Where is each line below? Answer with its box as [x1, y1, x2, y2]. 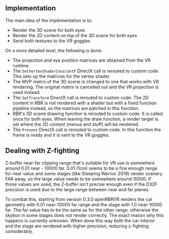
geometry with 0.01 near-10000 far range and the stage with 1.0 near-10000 [5, 201, 162, 207]
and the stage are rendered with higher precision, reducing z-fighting [5, 223, 149, 229]
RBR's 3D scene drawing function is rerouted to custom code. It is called [12, 110, 163, 116]
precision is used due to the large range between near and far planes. [5, 186, 150, 192]
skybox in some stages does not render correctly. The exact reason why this [5, 212, 164, 218]
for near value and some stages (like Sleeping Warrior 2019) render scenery [5, 170, 162, 176]
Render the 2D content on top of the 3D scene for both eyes [12, 32, 137, 38]
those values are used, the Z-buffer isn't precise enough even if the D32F [5, 181, 157, 187]
